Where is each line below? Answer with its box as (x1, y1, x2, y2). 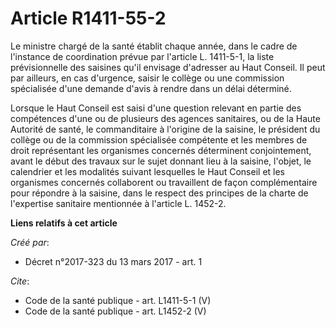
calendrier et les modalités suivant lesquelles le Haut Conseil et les (10, 165, 285, 177)
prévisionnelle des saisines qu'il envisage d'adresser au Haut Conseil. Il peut (10, 61, 326, 73)
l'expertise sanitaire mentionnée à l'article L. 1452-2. (10, 197, 227, 209)
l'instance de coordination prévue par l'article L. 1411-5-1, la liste (10, 50, 275, 62)
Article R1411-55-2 (10, 7, 167, 30)
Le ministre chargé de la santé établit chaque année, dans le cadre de (10, 40, 298, 52)
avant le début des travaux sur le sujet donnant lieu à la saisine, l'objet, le (10, 155, 312, 167)
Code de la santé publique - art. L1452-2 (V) (24, 305, 207, 317)
